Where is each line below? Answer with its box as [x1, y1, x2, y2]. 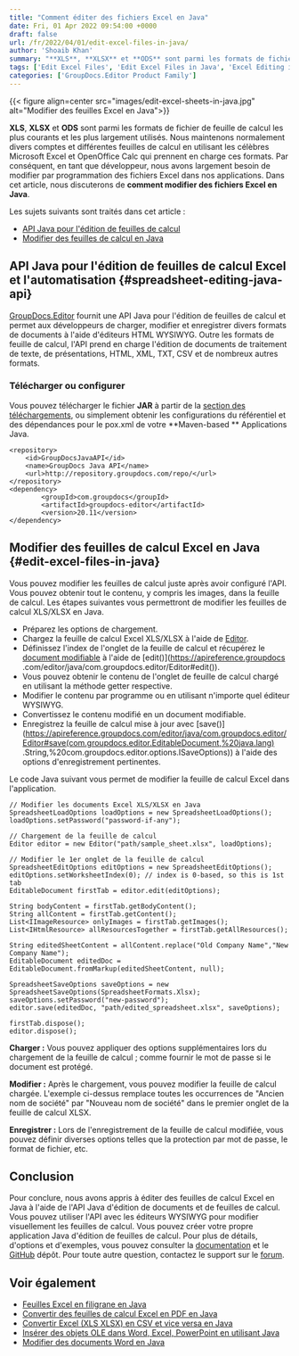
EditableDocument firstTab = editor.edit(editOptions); [9, 886, 221, 895]
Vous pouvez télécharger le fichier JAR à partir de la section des [9, 400, 246, 410]
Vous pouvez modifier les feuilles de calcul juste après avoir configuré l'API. [9, 577, 287, 589]
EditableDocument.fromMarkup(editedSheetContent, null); [9, 964, 225, 973]
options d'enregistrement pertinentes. [21, 756, 162, 767]
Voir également [9, 1275, 96, 1290]
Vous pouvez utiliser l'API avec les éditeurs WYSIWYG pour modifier [9, 1211, 260, 1222]
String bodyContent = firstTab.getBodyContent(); [9, 902, 198, 911]
